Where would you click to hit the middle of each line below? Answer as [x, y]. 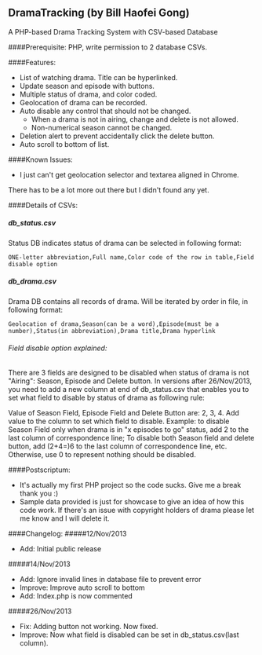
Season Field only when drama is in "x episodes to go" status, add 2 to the [129, 429]
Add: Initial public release [60, 548]
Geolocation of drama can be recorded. [83, 102]
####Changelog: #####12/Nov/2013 [67, 533]
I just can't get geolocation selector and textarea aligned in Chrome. [129, 174]
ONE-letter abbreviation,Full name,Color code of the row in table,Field [131, 257]
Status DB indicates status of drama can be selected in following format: [125, 243]
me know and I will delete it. [64, 518]
